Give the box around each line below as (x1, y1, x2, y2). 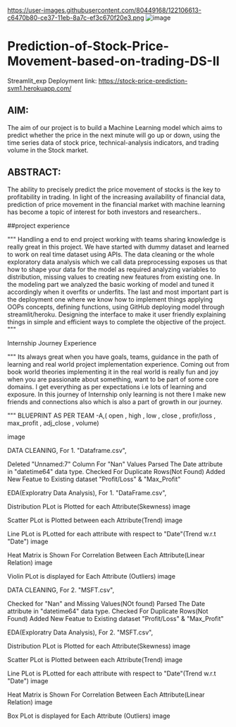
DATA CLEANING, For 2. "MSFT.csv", (7, 586, 115, 594)
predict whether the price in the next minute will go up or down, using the (7, 131, 221, 139)
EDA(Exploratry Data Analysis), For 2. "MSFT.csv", (7, 628, 154, 637)
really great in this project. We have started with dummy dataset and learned (7, 242, 230, 251)
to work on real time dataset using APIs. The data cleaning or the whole (7, 250, 215, 259)
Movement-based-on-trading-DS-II (7, 53, 220, 69)
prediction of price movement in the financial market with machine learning (7, 200, 225, 208)
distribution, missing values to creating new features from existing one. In (7, 272, 221, 281)
